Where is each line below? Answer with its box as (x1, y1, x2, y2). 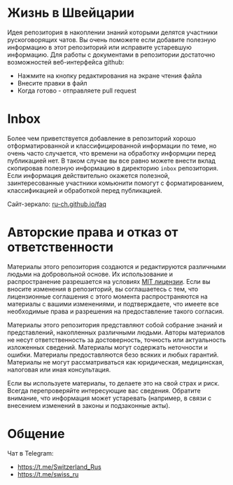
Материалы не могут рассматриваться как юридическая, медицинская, (7, 357, 224, 366)
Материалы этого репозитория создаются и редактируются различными (7, 262, 226, 271)
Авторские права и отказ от (7, 224, 178, 240)
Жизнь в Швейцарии (7, 5, 135, 21)
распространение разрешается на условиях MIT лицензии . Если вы (7, 277, 211, 285)
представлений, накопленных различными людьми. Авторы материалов (7, 328, 225, 336)
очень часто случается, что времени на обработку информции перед (7, 149, 216, 157)
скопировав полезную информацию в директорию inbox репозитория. (7, 163, 219, 172)
